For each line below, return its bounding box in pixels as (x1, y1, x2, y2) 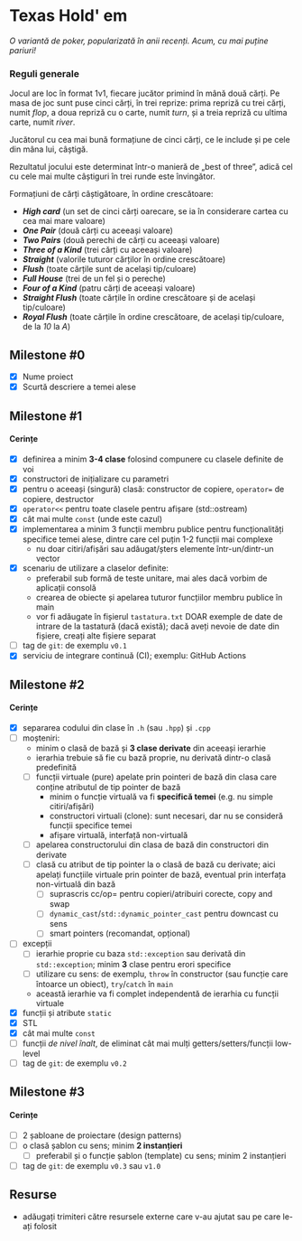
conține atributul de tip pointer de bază (35, 782, 181, 793)
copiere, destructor (22, 493, 95, 504)
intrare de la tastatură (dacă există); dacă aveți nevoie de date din (35, 620, 279, 632)
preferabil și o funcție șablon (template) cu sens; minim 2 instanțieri (35, 1150, 287, 1161)
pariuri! (9, 44, 37, 55)
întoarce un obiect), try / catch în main (35, 978, 174, 989)
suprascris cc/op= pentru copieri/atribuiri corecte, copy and (49, 889, 273, 900)
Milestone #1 (9, 408, 83, 424)
